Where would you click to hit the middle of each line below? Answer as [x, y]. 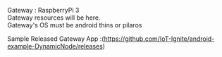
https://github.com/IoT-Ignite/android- [159, 39]
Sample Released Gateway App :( [56, 39]
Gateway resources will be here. [54, 18]
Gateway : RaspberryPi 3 [43, 10]
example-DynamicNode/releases [55, 46]
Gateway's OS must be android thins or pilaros [75, 25]
